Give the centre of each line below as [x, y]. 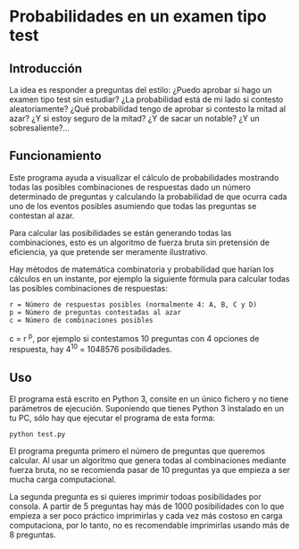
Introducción [46, 68]
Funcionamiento [55, 156]
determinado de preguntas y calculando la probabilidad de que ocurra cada [148, 196]
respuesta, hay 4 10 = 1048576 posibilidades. [91, 349]
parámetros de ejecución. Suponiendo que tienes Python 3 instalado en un [146, 408]
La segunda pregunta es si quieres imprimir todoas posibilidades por [135, 496]
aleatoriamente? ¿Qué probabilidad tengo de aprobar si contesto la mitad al [148, 109]
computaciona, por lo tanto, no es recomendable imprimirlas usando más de [149, 525]
